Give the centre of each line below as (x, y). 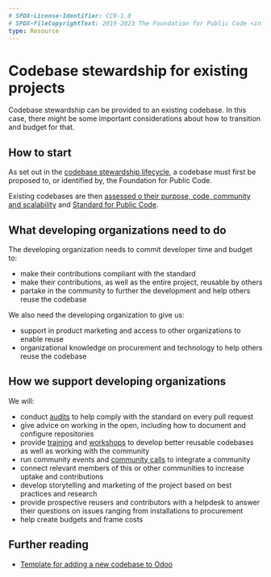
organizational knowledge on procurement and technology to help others (141, 347)
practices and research (58, 493)
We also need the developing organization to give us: (96, 314)
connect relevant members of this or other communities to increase (132, 467)
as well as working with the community (85, 450)
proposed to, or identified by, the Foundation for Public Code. (110, 181)
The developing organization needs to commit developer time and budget (130, 249)
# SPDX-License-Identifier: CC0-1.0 (70, 16)
